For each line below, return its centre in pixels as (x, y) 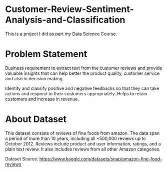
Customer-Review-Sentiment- (69, 9)
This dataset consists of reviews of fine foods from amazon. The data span (82, 133)
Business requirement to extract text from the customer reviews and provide (84, 68)
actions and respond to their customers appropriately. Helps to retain (76, 93)
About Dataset (36, 119)
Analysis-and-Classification (65, 20)
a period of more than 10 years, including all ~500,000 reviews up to (75, 138)
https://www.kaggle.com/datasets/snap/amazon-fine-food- (101, 158)
